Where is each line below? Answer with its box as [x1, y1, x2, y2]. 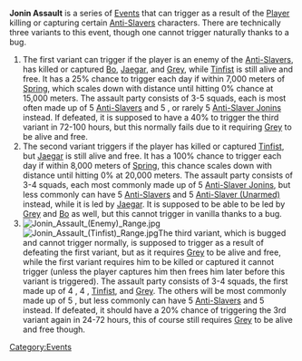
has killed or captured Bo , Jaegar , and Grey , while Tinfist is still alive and [22, 63, 293, 74]
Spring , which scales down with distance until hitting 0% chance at [22, 83, 274, 93]
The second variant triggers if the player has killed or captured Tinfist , [22, 141, 285, 151]
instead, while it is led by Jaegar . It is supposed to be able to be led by [22, 199, 286, 210]
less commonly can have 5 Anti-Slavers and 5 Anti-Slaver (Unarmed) [22, 190, 281, 200]
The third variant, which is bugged [158, 228, 287, 239]
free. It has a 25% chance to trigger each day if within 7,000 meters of [22, 73, 286, 84]
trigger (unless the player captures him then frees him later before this [22, 267, 286, 277]
